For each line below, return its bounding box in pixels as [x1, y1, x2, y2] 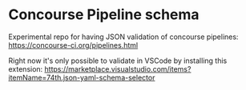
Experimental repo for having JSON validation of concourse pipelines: [8, 32, 239, 41]
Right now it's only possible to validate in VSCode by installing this [8, 56, 228, 65]
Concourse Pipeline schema [8, 6, 200, 24]
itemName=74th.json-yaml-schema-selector [8, 72, 155, 82]
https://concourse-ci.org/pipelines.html [8, 40, 139, 49]
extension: [8, 64, 43, 73]
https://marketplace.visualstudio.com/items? [44, 64, 192, 73]
